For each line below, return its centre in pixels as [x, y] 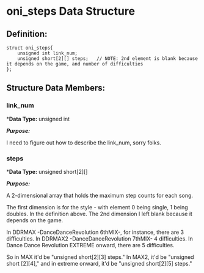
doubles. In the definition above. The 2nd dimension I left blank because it [99, 214]
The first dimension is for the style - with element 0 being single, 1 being [97, 207]
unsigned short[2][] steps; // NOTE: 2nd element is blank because [108, 59]
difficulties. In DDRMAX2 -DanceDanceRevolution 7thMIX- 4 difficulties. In [100, 238]
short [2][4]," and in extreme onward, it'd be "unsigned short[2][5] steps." [99, 263]
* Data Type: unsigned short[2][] [47, 171]
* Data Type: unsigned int [38, 119]
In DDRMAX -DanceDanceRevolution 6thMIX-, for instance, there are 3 [95, 232]
